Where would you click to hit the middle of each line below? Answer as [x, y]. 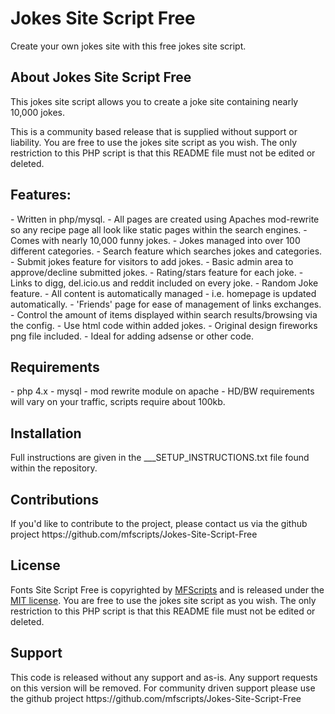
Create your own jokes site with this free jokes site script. [128, 46]
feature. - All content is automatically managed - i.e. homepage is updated [163, 293]
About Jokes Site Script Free [101, 77]
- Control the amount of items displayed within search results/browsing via [164, 314]
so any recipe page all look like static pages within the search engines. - [159, 229]
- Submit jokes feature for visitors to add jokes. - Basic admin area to [152, 261]
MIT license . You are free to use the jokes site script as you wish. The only [163, 600]
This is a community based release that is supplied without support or [154, 131]
